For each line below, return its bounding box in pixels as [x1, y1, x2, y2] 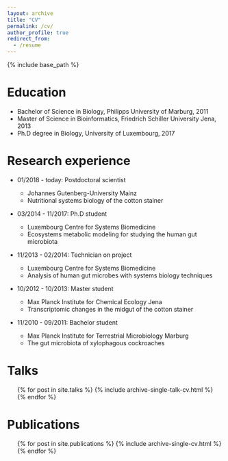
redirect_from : [7, 36, 51, 42]
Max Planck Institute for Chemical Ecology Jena [27, 297, 162, 306]
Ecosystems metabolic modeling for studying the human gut [27, 230, 197, 238]
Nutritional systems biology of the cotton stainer [27, 196, 164, 204]
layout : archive [7, 10, 53, 17]
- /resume [13, 42, 41, 49]
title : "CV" [7, 16, 41, 23]
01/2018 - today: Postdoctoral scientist [16, 175, 126, 184]
